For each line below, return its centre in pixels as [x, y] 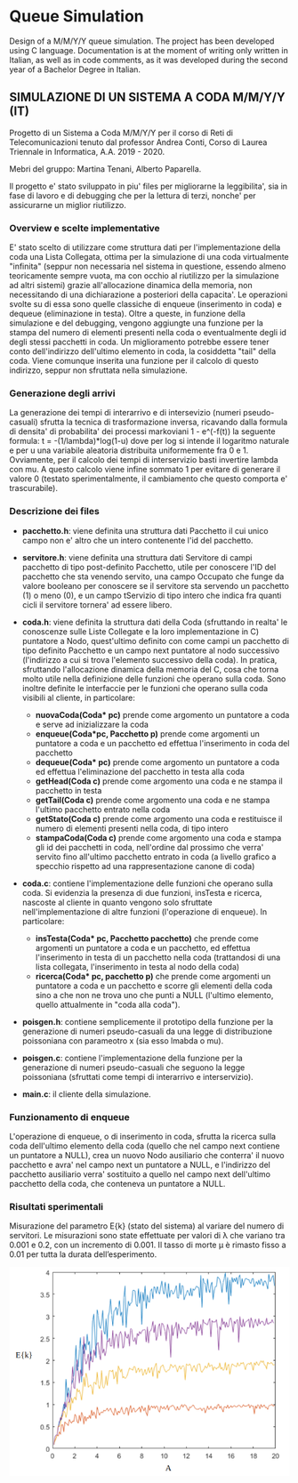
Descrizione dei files [54, 512]
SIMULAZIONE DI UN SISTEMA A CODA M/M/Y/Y [148, 97]
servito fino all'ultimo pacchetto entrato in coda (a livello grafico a [156, 857]
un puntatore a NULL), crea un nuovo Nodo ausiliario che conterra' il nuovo [147, 1155]
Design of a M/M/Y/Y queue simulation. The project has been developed [142, 41]
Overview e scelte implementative [85, 228]
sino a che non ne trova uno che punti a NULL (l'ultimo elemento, [154, 995]
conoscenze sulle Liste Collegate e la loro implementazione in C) [141, 631]
